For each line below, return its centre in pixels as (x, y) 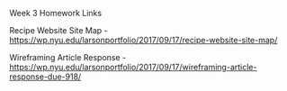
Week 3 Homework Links (55, 13)
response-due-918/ (45, 77)
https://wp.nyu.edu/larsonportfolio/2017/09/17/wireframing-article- (133, 67)
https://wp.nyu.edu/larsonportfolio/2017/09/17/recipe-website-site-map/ (143, 40)
